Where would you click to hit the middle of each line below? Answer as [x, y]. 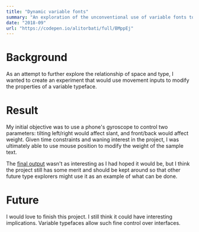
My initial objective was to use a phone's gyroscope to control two [87, 127]
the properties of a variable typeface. [52, 87]
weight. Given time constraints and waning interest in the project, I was [93, 139]
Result [22, 111]
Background [37, 58]
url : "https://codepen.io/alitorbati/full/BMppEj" [70, 28]
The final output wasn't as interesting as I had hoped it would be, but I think [98, 164]
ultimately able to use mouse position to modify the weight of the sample [95, 146]
